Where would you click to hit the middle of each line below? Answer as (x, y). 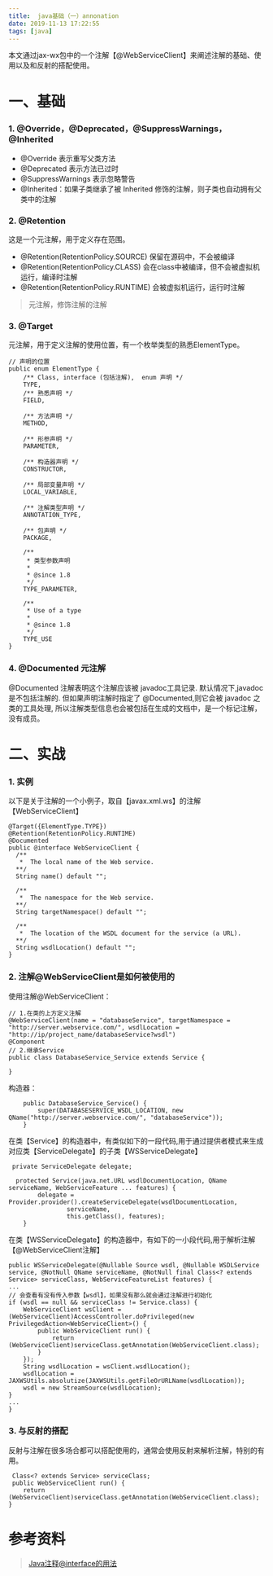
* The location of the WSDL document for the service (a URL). (130, 933)
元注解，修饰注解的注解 (67, 305)
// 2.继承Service (37, 1050)
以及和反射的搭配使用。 (54, 65)
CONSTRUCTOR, (45, 469)
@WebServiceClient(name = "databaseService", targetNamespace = (119, 1020)
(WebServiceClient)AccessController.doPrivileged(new (102, 1316)
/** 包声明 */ (45, 531)
